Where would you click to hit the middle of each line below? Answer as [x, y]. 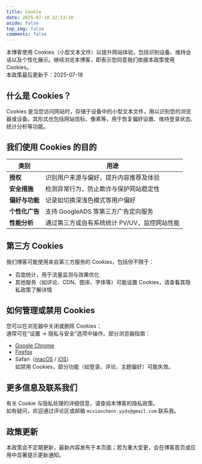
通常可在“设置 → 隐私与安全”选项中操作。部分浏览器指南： [78, 334]
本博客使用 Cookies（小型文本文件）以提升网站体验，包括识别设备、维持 [96, 52]
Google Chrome [35, 346]
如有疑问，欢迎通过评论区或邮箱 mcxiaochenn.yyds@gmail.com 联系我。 [93, 411]
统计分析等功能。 [27, 126]
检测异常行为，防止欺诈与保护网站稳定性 [103, 189]
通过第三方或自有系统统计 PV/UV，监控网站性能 [113, 223]
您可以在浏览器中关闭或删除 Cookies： [54, 326]
